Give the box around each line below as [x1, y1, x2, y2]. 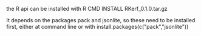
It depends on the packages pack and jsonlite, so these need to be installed [6, 17, 196, 23]
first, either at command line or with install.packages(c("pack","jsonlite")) [6, 23, 189, 30]
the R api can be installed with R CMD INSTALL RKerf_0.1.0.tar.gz [6, 5, 168, 12]
